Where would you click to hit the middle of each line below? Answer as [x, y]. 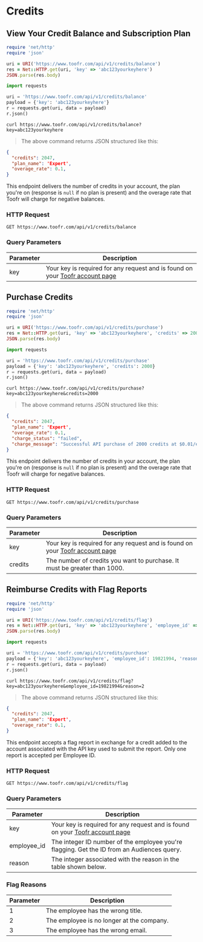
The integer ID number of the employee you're [117, 842]
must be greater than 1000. [85, 568]
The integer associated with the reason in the [115, 859]
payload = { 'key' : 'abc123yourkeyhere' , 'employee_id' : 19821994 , [92, 659]
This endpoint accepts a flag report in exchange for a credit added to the [97, 742]
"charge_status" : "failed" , [47, 438]
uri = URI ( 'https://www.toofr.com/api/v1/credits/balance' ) [84, 64]
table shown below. [79, 866]
